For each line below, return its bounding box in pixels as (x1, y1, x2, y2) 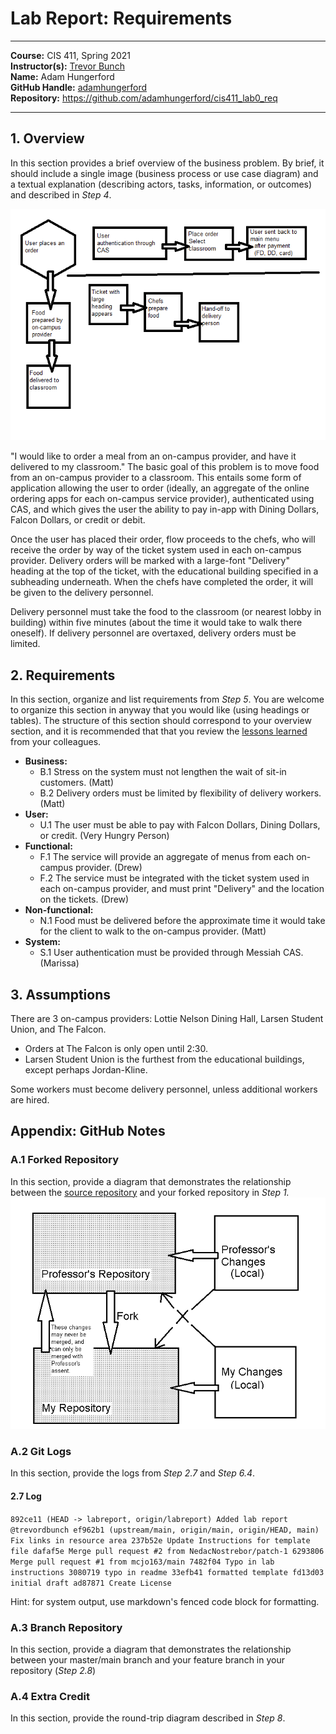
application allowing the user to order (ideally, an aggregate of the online (10, 482, 310, 494)
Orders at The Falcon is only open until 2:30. (24, 1042, 209, 1054)
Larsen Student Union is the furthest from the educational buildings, (24, 1053, 305, 1065)
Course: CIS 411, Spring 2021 (10, 49, 131, 61)
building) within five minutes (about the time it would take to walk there (10, 617, 303, 629)
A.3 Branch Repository (10, 1620, 123, 1634)
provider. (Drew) (75, 862, 143, 874)
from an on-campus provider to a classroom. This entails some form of (10, 472, 302, 484)
